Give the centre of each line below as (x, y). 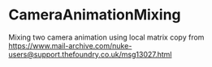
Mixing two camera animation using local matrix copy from (106, 37)
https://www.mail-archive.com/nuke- (70, 45)
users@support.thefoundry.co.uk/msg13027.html (90, 54)
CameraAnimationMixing (95, 15)
